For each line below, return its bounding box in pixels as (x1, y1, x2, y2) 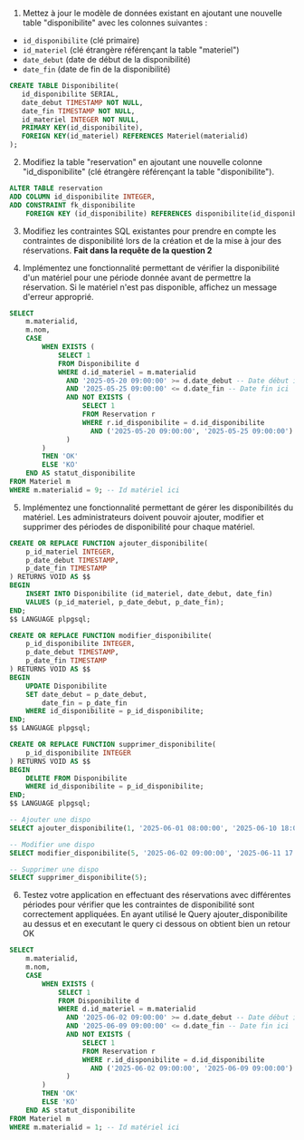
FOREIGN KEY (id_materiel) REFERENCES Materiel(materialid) (21, 131, 249, 141)
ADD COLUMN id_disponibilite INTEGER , (9, 192, 156, 201)
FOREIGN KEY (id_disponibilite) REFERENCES (25, 208, 193, 218)
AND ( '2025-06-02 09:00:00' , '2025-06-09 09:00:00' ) (90, 1064, 294, 1073)
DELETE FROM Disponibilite (25, 774, 128, 783)
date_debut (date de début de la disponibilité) (22, 54, 192, 64)
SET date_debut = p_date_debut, (25, 690, 147, 699)
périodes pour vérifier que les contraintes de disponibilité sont (22, 899, 255, 910)
